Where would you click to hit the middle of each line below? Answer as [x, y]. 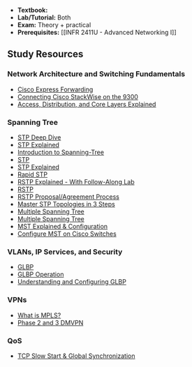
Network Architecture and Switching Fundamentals [96, 74]
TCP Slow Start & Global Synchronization [76, 356]
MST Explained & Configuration [62, 226]
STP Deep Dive [39, 137]
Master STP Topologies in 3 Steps [66, 204]
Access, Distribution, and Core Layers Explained [87, 104]
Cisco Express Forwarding [55, 89]
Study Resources [45, 54]
